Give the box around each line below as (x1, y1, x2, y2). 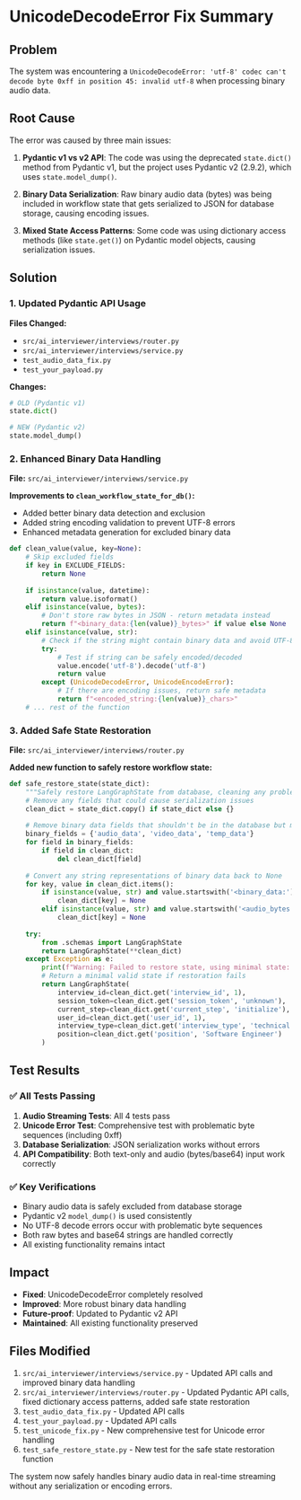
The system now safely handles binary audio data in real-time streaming (9, 1470, 276, 1481)
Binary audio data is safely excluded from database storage (21, 1201, 243, 1212)
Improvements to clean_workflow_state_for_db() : (9, 490, 195, 501)
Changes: (9, 381, 47, 392)
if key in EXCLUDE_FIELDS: (25, 561, 126, 570)
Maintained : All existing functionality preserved (21, 1318, 199, 1328)
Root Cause (9, 110, 76, 127)
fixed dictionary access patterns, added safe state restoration (21, 1396, 251, 1407)
